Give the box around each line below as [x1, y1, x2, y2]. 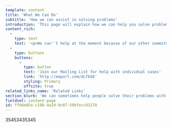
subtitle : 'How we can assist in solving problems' [5, 17, 118, 22]
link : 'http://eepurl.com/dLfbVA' [24, 74, 97, 79]
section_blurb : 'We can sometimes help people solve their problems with [5, 93, 166, 98]
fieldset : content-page [5, 98, 56, 103]
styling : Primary [24, 79, 60, 84]
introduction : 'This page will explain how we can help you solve [5, 22, 150, 27]
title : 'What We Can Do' [5, 12, 58, 17]
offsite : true [24, 83, 54, 89]
